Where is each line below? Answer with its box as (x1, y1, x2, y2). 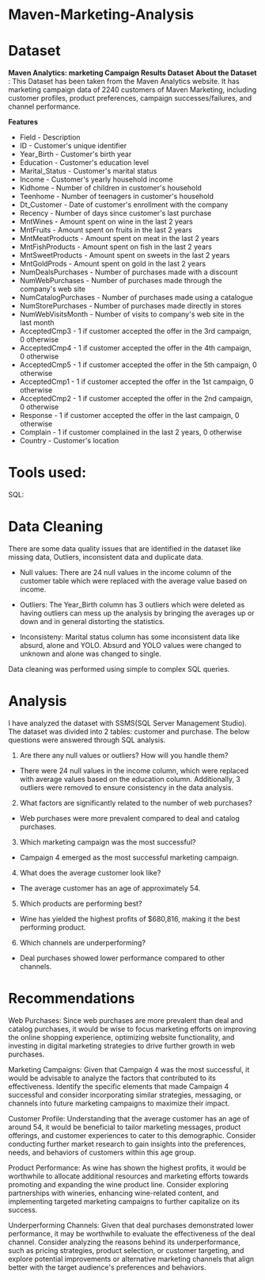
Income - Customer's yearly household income (19, 174, 173, 184)
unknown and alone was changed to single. (19, 649, 162, 658)
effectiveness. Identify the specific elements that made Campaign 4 (8, 1081, 229, 1091)
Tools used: (8, 464, 87, 481)
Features (8, 117, 38, 127)
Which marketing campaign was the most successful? (19, 837, 196, 846)
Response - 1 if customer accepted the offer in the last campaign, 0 (19, 411, 240, 420)
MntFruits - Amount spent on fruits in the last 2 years (19, 225, 192, 235)
